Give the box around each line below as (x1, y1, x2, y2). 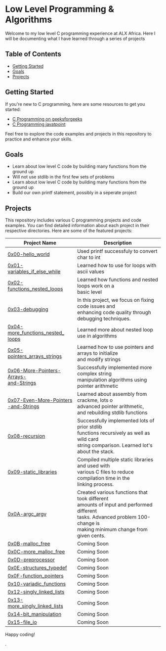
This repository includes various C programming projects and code (5, 217, 142, 223)
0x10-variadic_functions (7, 580, 66, 587)
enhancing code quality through (77, 309, 152, 316)
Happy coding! (5, 632, 36, 638)
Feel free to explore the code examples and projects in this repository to (5, 131, 152, 137)
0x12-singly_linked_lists (7, 589, 65, 596)
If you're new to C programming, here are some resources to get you (5, 101, 145, 107)
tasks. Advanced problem (77, 513, 137, 520)
